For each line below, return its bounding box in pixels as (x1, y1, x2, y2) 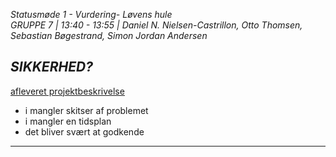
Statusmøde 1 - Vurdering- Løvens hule (10, 9, 173, 20)
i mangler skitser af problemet (24, 104, 149, 116)
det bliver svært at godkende (24, 125, 145, 138)
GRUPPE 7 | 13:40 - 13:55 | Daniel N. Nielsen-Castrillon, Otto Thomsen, (10, 19, 303, 31)
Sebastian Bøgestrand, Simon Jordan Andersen (10, 30, 208, 41)
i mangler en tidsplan (24, 115, 112, 127)
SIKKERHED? (10, 59, 93, 76)
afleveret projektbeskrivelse (10, 85, 125, 97)
